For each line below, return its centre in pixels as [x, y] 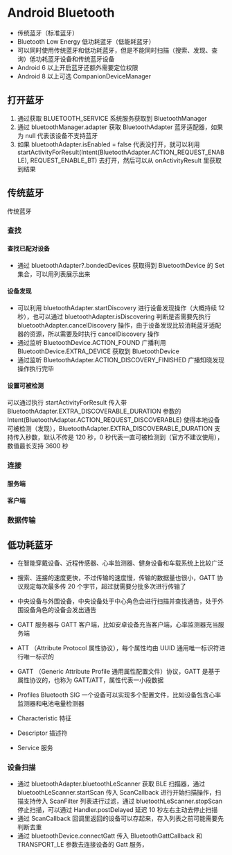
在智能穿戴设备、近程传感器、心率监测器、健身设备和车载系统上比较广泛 [120, 563]
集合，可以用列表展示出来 [54, 274]
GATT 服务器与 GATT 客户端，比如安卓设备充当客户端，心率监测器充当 [117, 624]
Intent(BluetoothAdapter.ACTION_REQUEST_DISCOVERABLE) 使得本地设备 [114, 420]
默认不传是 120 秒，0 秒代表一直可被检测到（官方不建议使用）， [133, 437]
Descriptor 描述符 [42, 733]
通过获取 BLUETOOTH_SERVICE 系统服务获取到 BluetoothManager [112, 118]
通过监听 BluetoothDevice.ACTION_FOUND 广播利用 [91, 342]
